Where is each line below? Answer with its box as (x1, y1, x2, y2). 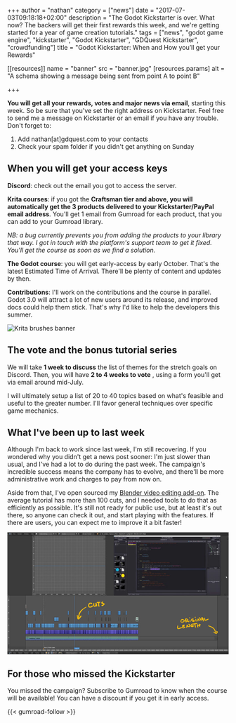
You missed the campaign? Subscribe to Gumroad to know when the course (7, 686, 228, 695)
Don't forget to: (7, 121, 51, 129)
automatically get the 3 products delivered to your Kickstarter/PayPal (7, 202, 214, 211)
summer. (7, 310, 33, 319)
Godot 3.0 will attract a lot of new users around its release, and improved (7, 295, 218, 304)
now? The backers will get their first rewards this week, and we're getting (7, 21, 220, 29)
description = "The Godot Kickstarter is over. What (68, 13, 216, 22)
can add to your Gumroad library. (7, 217, 103, 225)
